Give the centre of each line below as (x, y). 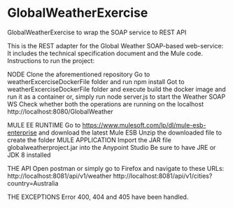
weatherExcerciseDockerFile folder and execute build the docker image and (116, 89)
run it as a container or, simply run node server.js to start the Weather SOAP (116, 97)
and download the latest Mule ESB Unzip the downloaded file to (130, 132)
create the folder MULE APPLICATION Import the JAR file (89, 140)
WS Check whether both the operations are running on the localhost (106, 104)
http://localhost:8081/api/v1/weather (59, 176)
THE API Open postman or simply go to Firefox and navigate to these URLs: (116, 168)
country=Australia (33, 183)
